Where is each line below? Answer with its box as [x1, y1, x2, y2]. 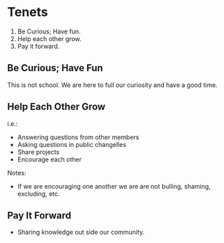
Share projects [17, 148, 60, 156]
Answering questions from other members [17, 133, 140, 141]
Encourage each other [17, 155, 82, 164]
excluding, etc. [17, 189, 61, 198]
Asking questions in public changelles [17, 140, 127, 148]
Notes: [7, 168, 27, 177]
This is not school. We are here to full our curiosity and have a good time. [7, 81, 218, 89]
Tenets [7, 4, 49, 20]
